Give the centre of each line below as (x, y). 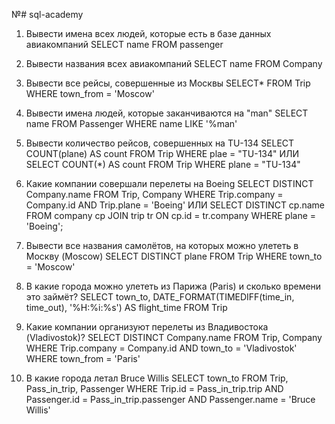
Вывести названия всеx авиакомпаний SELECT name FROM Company (174, 63)
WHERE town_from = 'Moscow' (90, 93)
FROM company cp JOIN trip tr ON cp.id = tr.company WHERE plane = (171, 215)
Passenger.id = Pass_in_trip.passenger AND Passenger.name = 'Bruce (170, 399)
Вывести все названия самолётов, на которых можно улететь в (162, 245)
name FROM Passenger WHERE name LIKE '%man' (131, 123)
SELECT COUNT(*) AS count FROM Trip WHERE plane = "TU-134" (163, 164)
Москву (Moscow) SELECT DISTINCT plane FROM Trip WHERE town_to (174, 256)
